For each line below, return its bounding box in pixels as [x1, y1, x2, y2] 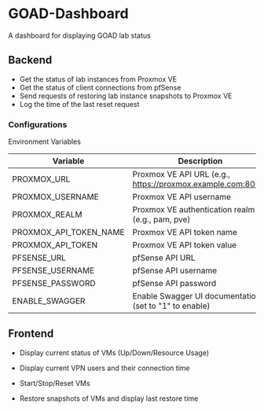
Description [178, 156, 223, 167]
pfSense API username [132, 265, 218, 276]
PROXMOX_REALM [12, 209, 82, 220]
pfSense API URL [132, 252, 196, 263]
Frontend [8, 327, 54, 340]
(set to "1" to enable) [132, 300, 211, 311]
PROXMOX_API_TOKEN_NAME [12, 227, 125, 238]
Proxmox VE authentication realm [132, 204, 255, 215]
